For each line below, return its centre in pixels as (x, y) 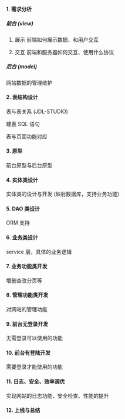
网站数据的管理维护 (29, 83)
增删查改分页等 (24, 281)
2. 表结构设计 (22, 97)
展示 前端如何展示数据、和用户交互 (56, 39)
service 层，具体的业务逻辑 (39, 252)
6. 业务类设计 (22, 237)
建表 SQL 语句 (23, 124)
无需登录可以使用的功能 (34, 338)
